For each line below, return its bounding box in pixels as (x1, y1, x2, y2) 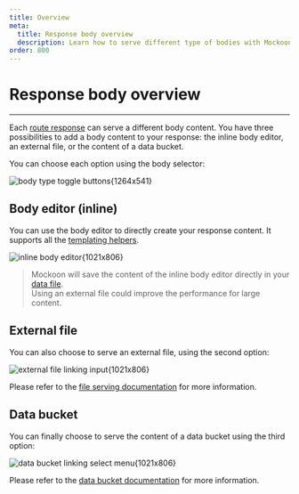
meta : (9, 21, 29, 30)
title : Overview (9, 12, 69, 22)
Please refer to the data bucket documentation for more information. (9, 474, 260, 485)
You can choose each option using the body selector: (9, 158, 206, 169)
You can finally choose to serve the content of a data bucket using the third (9, 431, 286, 441)
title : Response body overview (17, 29, 133, 38)
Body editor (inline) (9, 201, 118, 216)
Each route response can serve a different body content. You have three (9, 122, 274, 134)
